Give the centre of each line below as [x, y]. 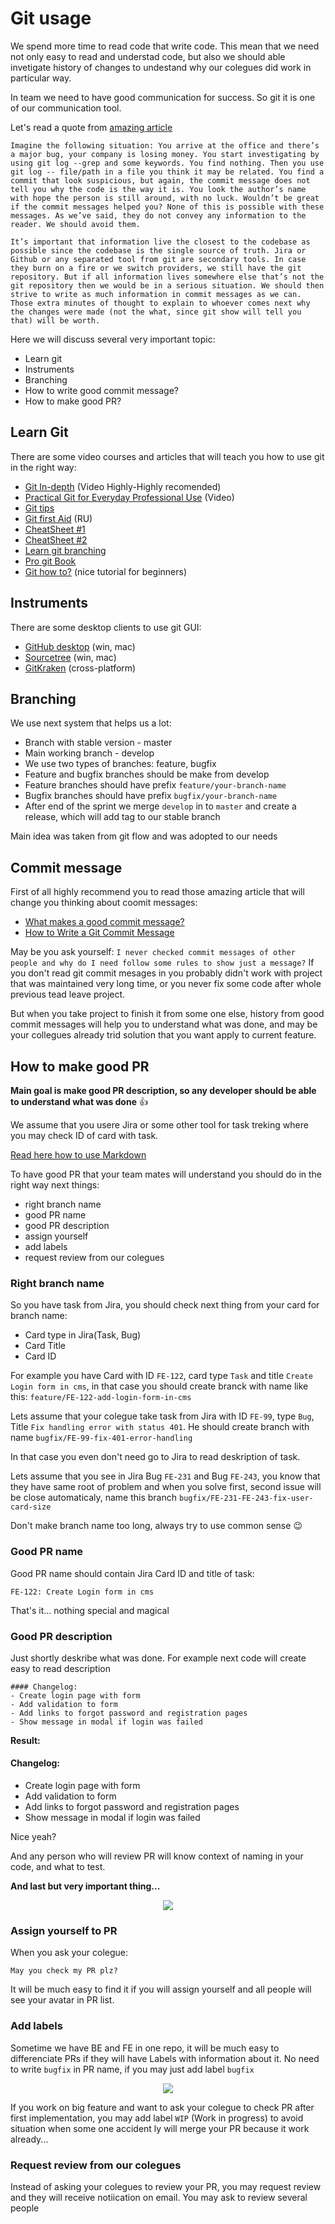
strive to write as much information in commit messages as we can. [156, 294]
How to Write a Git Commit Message [99, 933]
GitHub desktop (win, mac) [80, 646]
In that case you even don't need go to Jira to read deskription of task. [155, 1457]
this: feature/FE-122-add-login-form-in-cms [101, 1397]
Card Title [45, 1346]
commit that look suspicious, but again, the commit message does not [160, 180]
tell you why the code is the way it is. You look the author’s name [158, 189]
